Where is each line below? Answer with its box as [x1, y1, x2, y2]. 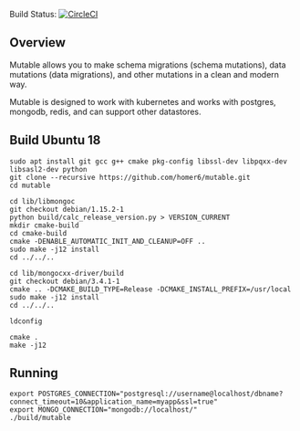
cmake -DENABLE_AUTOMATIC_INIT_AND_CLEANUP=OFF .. [9, 237, 206, 246]
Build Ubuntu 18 [9, 132, 101, 148]
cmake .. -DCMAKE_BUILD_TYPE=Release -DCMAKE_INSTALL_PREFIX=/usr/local [9, 284, 292, 294]
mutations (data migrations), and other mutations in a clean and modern [9, 68, 280, 79]
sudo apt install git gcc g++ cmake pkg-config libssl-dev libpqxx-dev [9, 156, 287, 166]
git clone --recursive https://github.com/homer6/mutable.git [9, 173, 251, 182]
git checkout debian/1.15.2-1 [9, 205, 125, 214]
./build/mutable [9, 414, 71, 423]
